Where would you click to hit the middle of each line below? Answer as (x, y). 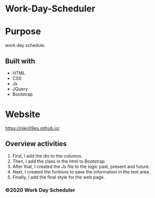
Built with (20, 61)
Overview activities (36, 144)
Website (23, 114)
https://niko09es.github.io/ (32, 128)
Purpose (23, 32)
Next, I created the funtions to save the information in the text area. (81, 172)
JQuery (20, 89)
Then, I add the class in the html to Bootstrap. (59, 161)
